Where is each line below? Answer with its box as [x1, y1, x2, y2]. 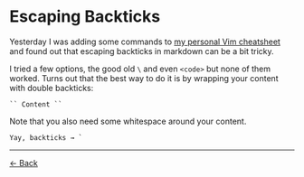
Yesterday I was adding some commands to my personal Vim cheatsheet [9, 36, 280, 47]
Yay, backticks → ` [9, 133, 83, 142]
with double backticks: [9, 82, 94, 93]
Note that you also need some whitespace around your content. [9, 116, 247, 126]
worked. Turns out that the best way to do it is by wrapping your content [9, 72, 279, 83]
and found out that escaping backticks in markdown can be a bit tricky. [9, 45, 274, 56]
